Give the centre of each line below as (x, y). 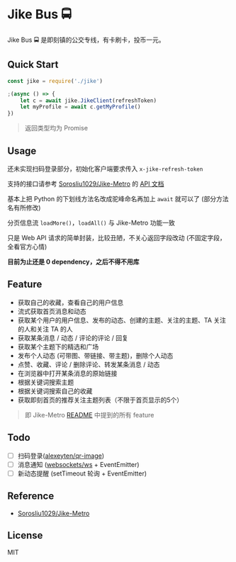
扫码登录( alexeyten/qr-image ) (61, 456)
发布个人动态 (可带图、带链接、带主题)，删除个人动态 (95, 355)
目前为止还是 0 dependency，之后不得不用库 (73, 262)
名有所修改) (24, 208)
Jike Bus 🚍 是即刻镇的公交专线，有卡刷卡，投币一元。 (86, 40)
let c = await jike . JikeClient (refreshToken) (89, 101)
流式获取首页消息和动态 (52, 311)
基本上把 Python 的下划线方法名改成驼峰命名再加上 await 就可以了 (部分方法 (118, 198)
